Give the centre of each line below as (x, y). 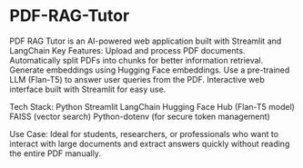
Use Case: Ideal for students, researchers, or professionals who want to (144, 133)
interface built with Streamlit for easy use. (88, 89)
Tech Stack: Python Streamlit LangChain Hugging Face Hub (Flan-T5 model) (152, 106)
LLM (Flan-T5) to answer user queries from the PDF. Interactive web (137, 79)
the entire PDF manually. (56, 153)
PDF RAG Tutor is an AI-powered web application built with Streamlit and (146, 41)
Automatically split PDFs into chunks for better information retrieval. (136, 60)
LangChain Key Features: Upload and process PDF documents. (127, 50)
